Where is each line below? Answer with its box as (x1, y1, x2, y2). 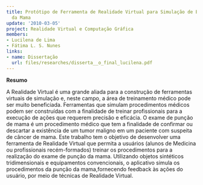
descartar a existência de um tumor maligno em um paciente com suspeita (6, 127, 192, 134)
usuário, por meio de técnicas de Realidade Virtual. (6, 172, 134, 179)
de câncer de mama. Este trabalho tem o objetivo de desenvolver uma (6, 133, 181, 140)
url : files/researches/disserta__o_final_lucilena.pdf (11, 59, 153, 66)
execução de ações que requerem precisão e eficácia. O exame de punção (6, 113, 193, 121)
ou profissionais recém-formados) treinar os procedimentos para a (6, 146, 173, 153)
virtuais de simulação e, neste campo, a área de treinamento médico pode (6, 95, 192, 102)
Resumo (6, 76, 28, 84)
